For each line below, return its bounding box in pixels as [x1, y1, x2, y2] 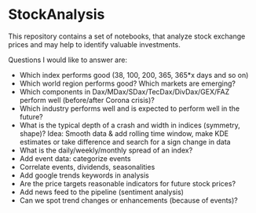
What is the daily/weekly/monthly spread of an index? [19, 145, 193, 155]
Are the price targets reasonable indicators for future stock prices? [19, 178, 236, 188]
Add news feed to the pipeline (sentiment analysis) [19, 187, 185, 196]
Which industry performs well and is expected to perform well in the [19, 104, 240, 113]
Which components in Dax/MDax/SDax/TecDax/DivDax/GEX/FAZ [19, 86, 230, 96]
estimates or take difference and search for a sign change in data [19, 137, 231, 146]
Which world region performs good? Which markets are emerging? [19, 79, 236, 88]
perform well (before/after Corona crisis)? [19, 95, 155, 105]
